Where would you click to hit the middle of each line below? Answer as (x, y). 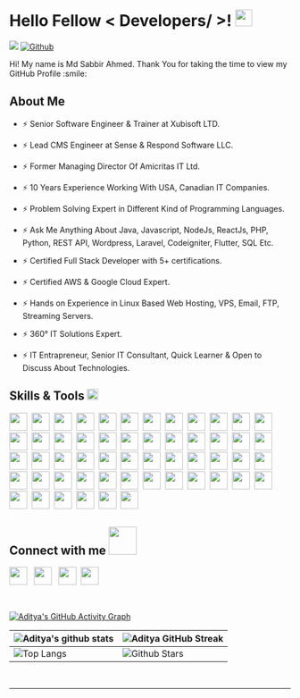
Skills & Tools (47, 396)
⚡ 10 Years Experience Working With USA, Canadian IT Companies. (146, 187)
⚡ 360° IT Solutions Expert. (72, 333)
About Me (37, 101)
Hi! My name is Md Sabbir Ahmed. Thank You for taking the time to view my (148, 63)
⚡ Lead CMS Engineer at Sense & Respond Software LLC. (128, 145)
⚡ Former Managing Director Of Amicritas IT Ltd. (111, 166)
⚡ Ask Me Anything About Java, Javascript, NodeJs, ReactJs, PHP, (146, 230)
